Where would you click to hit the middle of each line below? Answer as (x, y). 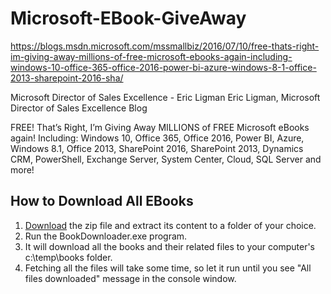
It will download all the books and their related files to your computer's (169, 246)
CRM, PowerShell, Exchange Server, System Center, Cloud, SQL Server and (166, 159)
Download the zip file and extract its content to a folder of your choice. (170, 225)
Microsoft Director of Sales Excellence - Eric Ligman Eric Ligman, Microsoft (165, 97)
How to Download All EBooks (102, 201)
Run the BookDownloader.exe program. (106, 236)
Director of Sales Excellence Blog (79, 108)
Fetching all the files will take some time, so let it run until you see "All (168, 268)
